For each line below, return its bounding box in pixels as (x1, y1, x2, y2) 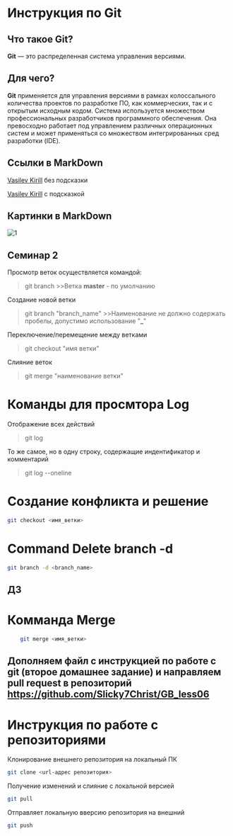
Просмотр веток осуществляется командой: (7, 268, 142, 277)
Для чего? (7, 72, 55, 84)
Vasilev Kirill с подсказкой (7, 189, 85, 198)
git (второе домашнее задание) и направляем (7, 666, 221, 678)
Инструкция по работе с (7, 717, 159, 733)
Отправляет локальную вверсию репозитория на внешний (7, 808, 185, 817)
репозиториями (7, 732, 106, 748)
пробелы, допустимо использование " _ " (24, 317, 147, 325)
